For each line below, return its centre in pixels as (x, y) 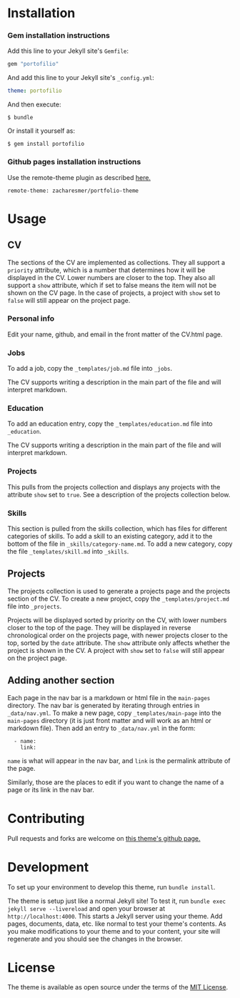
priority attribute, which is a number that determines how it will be (106, 270)
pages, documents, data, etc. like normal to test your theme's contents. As (117, 924)
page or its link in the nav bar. (51, 789)
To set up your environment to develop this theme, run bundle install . (111, 887)
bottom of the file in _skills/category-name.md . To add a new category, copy (120, 544)
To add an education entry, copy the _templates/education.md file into (110, 424)
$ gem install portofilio (46, 144)
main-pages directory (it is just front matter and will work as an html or (110, 720)
